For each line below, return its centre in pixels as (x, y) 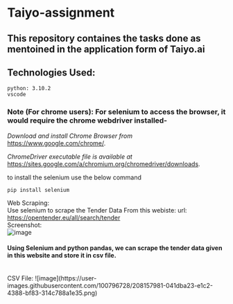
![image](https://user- (66, 278)
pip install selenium (38, 190)
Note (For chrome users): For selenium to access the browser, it (116, 112)
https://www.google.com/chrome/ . (57, 143)
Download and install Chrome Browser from (70, 136)
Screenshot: (25, 225)
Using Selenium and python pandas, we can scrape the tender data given (115, 248)
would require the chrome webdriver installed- (87, 120)
